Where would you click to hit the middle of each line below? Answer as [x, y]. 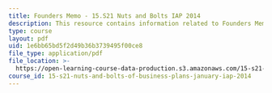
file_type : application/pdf [56, 53]
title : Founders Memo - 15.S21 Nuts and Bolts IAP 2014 [104, 16]
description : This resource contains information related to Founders [130, 23]
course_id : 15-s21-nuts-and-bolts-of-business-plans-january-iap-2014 [130, 76]
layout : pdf [28, 38]
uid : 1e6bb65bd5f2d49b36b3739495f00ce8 [76, 46]
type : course [30, 31]
